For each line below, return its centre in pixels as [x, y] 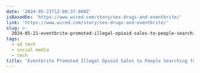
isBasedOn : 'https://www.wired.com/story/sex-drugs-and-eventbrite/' [94, 17]
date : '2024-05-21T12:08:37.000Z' [49, 11]
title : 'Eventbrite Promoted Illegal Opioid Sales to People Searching [97, 61]
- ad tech [24, 45]
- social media [30, 50]
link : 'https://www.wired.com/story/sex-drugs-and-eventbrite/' [87, 22]
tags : [13, 39]
